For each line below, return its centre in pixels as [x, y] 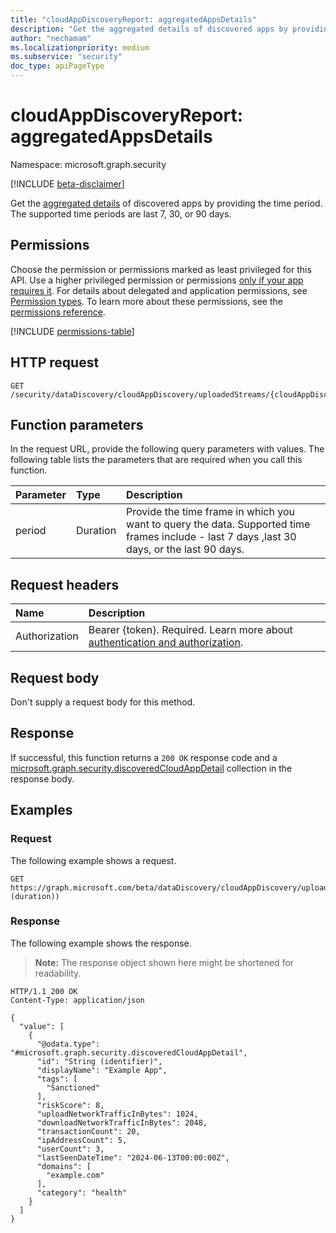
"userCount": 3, [70, 1149]
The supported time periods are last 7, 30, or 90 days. [121, 213]
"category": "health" [82, 1192]
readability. [58, 973]
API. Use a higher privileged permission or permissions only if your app [157, 280]
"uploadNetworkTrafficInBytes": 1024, [117, 1114]
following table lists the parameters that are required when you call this [156, 460]
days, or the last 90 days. [185, 549]
